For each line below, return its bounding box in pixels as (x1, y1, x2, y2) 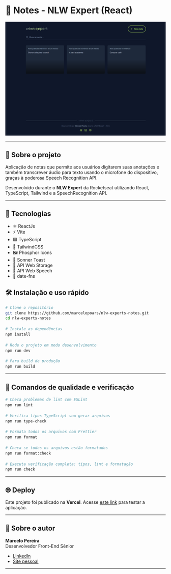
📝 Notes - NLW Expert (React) (5, 5, 133, 16)
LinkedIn (12, 553, 31, 559)
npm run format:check (5, 450, 51, 456)
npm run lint (5, 402, 33, 408)
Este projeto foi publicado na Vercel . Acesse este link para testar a (5, 499, 145, 505)
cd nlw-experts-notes (5, 315, 51, 321)
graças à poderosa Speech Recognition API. (5, 175, 98, 181)
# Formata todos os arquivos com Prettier (5, 429, 97, 435)
